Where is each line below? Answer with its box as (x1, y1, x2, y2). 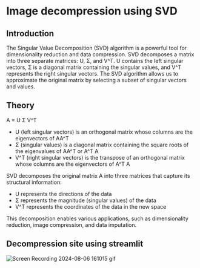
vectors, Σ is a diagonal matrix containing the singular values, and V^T (6, 64, 182, 71)
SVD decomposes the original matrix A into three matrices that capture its (6, 172, 190, 179)
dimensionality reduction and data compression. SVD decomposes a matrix (6, 51, 195, 58)
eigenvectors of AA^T (15, 134, 69, 142)
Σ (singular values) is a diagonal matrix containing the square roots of (15, 141, 189, 148)
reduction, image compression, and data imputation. (6, 221, 137, 228)
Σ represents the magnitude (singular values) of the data (15, 197, 156, 204)
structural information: (6, 178, 62, 186)
